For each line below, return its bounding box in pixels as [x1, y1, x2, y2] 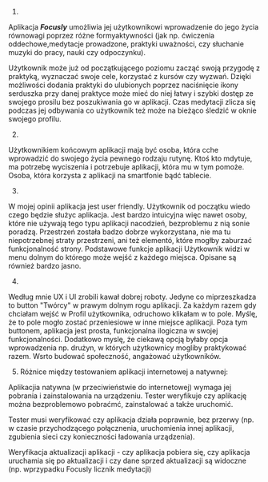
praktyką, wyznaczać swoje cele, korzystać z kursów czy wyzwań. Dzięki [8, 72, 252, 81]
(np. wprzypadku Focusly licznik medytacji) [8, 464, 152, 474]
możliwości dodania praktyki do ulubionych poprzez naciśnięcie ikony [8, 80, 238, 90]
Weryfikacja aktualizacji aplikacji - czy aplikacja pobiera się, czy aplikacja [8, 448, 250, 456]
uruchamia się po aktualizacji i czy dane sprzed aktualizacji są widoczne [8, 456, 246, 465]
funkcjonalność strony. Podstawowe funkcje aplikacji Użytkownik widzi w [8, 244, 250, 253]
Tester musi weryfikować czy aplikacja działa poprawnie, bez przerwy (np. [8, 415, 254, 424]
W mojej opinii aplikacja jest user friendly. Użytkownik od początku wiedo [8, 201, 250, 211]
